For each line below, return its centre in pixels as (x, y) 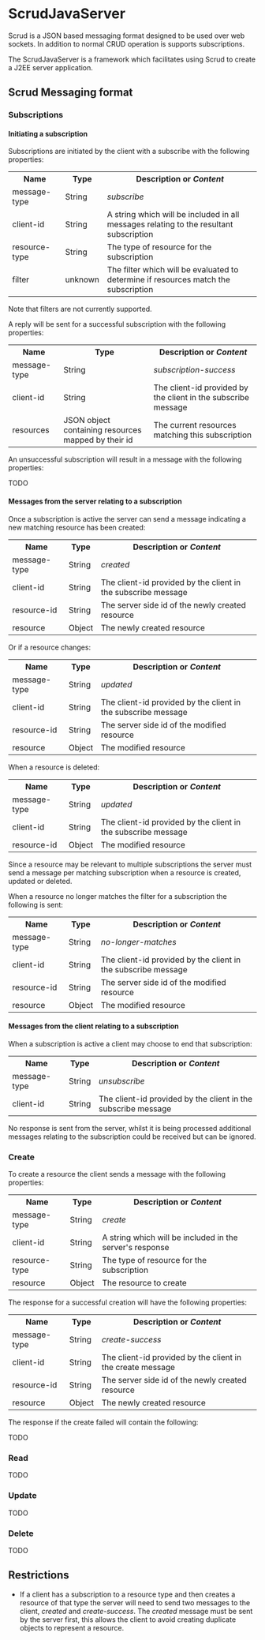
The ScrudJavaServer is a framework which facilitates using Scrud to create (132, 59)
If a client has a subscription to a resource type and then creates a (127, 1594)
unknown (82, 279)
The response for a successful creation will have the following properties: (127, 1302)
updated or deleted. (40, 881)
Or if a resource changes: (50, 647)
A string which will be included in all (173, 215)
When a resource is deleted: (54, 767)
